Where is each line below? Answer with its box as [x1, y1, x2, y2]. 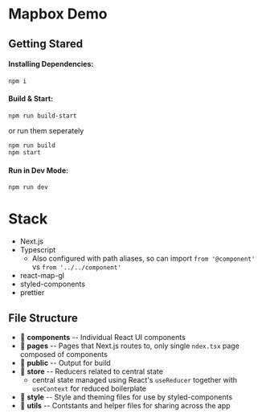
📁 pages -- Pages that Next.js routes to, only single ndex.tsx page [19, 341, 239, 350]
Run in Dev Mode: [8, 166, 69, 175]
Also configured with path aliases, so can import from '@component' [31, 254, 256, 264]
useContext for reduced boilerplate [31, 383, 147, 393]
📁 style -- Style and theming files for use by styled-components [19, 391, 233, 402]
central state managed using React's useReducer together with [31, 375, 238, 384]
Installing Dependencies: [8, 59, 94, 69]
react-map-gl [19, 271, 64, 281]
